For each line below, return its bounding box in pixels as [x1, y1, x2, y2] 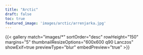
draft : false [5, 12, 32, 17]
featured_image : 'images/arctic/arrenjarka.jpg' [5, 20, 106, 26]
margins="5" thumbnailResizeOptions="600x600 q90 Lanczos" [5, 39, 134, 45]
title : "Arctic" [5, 7, 38, 12]
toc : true [5, 16, 25, 21]
